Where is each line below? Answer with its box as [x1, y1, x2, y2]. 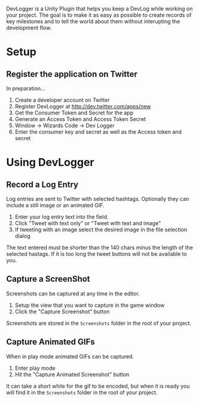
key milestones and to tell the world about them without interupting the [6, 18, 180, 25]
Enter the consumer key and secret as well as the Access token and [14, 128, 182, 135]
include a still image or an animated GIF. [6, 202, 105, 208]
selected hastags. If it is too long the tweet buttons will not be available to [6, 250, 187, 257]
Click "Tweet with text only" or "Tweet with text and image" [14, 220, 161, 226]
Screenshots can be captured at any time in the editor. [6, 290, 140, 297]
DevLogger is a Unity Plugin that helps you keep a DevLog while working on [6, 5, 193, 12]
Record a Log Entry [6, 179, 79, 189]
